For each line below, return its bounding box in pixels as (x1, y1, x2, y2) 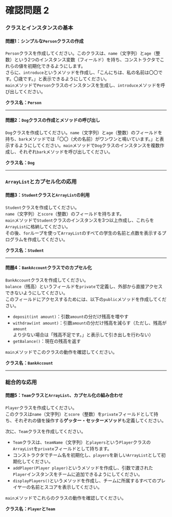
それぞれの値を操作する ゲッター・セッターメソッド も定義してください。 (14, 417, 166, 423)
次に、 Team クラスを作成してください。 (5, 428, 86, 434)
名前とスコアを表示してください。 (30, 484, 102, 490)
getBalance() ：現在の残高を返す (12, 338, 81, 344)
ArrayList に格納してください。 (5, 223, 71, 229)
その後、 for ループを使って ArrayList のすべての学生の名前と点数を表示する (5, 230, 162, 236)
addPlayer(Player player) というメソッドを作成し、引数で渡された (12, 464, 154, 471)
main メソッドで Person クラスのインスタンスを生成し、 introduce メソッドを (5, 82, 161, 89)
